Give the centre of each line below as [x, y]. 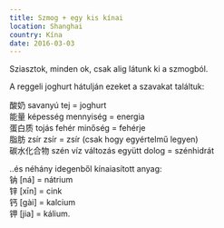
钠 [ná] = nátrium [41, 180]
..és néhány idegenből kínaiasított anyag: [86, 169]
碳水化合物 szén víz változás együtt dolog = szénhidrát [112, 151]
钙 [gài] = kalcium [42, 203]
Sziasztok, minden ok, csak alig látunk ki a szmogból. [109, 69]
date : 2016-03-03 [42, 43]
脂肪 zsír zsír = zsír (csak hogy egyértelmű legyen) [104, 139]
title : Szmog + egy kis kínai [67, 18]
